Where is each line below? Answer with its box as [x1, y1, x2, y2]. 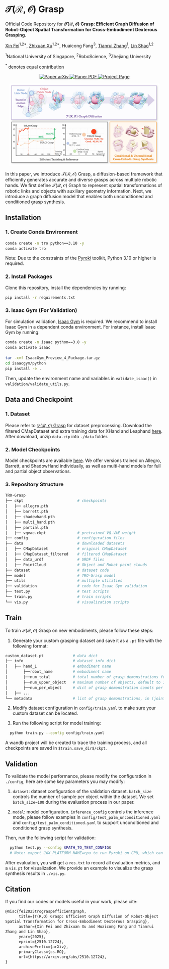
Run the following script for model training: [12, 720, 102, 726]
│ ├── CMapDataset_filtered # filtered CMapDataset [5, 551, 127, 557]
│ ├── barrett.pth [5, 509, 49, 514]
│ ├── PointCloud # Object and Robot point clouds [5, 562, 147, 567]
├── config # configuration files [5, 536, 125, 541]
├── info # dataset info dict [5, 659, 116, 664]
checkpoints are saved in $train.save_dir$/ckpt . [5, 745, 107, 751]
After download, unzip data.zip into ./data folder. [5, 433, 109, 439]
